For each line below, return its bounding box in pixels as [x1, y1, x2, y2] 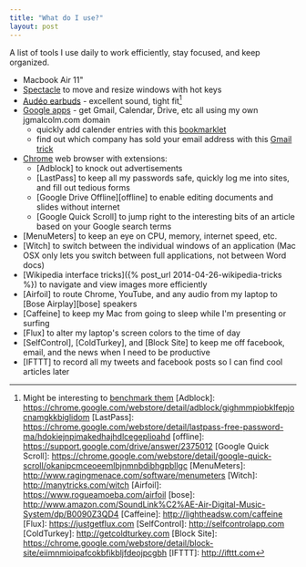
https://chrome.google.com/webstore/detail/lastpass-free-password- [22, 421, 284, 433]
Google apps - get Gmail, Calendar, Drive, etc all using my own [22, 105, 259, 116]
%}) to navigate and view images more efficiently [22, 279, 208, 290]
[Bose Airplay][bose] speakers [22, 298, 138, 310]
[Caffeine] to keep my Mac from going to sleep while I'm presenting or [22, 308, 287, 319]
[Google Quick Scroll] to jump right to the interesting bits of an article [36, 211, 296, 222]
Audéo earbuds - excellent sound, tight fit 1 [22, 93, 182, 106]
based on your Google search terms [36, 221, 172, 232]
